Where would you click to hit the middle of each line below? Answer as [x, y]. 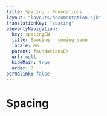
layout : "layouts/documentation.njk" [54, 18]
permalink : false [28, 74]
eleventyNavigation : [32, 29]
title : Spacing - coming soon [50, 40]
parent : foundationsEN [40, 51]
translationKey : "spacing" [40, 23]
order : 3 [23, 68]
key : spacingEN [31, 34]
